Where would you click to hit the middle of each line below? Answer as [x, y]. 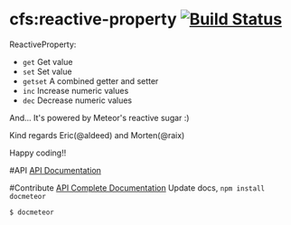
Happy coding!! [38, 153]
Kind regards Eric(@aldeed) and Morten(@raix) [97, 135]
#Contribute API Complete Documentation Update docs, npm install [137, 187]
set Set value [47, 71]
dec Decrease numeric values [77, 100]
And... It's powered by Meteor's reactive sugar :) [99, 117]
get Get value [47, 61]
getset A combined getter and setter [90, 80]
